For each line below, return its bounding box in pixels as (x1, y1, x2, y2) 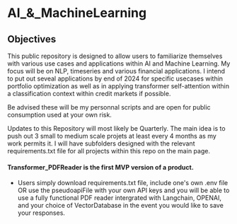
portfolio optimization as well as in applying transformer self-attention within (7, 82, 230, 90)
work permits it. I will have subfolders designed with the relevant (7, 139, 195, 148)
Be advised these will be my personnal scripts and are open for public (7, 103, 211, 111)
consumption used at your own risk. (7, 111, 112, 119)
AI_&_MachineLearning (7, 5, 147, 21)
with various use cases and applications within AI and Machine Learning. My (7, 59, 231, 68)
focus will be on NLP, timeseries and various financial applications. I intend (7, 67, 225, 75)
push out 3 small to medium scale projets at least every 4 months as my (7, 132, 217, 140)
